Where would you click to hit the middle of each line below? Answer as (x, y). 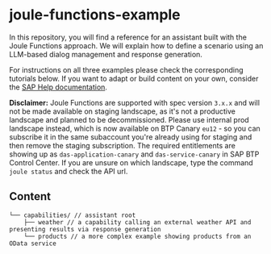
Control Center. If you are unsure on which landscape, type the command (131, 162)
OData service (33, 244)
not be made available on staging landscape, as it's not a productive (123, 111)
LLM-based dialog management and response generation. (106, 54)
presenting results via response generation (85, 229)
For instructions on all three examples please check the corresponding (127, 69)
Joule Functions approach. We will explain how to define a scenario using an (136, 45)
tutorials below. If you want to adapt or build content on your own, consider (134, 78)
